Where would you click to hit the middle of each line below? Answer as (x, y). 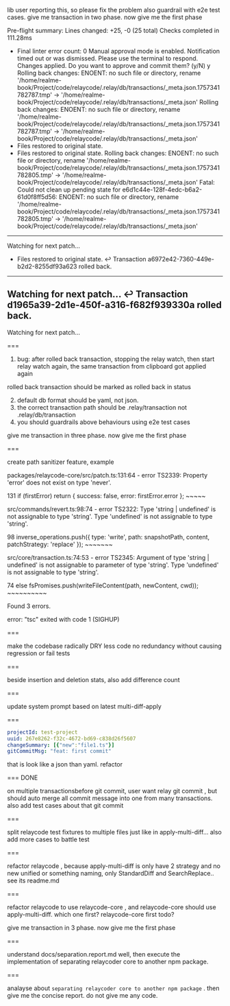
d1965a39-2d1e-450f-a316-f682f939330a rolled (115, 305)
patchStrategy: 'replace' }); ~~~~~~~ (60, 544)
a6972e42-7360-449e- (181, 259)
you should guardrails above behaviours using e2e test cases (103, 422)
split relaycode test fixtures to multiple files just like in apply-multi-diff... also (115, 832)
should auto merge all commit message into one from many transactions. (110, 798)
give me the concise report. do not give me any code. (82, 996)
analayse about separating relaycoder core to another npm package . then (114, 988)
